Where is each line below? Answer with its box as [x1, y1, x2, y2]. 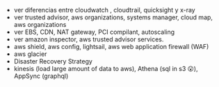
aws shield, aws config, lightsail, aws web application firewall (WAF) [13, 43, 209, 50]
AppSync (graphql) [13, 72, 69, 80]
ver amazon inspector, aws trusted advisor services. [13, 35, 164, 43]
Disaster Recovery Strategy [13, 57, 92, 65]
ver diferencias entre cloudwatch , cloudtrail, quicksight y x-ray [13, 6, 196, 14]
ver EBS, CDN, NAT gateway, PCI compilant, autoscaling [13, 28, 175, 36]
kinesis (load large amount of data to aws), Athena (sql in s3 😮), [13, 65, 198, 72]
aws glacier [13, 50, 47, 58]
